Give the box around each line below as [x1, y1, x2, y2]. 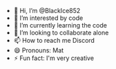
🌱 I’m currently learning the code [13, 21, 107, 29]
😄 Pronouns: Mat [13, 46, 64, 55]
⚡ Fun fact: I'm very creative [13, 54, 95, 62]
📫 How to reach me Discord [13, 37, 95, 44]
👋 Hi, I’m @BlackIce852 [13, 7, 81, 14]
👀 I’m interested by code [13, 14, 84, 22]
